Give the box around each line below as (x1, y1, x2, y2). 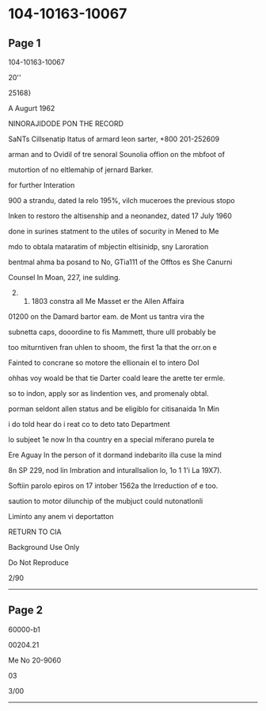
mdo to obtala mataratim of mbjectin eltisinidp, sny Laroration (8, 242, 209, 251)
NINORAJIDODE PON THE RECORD (8, 119, 124, 128)
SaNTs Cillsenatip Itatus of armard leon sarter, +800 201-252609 (8, 134, 220, 144)
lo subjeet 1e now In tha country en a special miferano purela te (8, 435, 215, 444)
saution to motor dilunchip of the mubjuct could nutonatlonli (8, 497, 203, 505)
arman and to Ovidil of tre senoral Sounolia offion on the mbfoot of (8, 150, 226, 159)
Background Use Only (8, 543, 80, 552)
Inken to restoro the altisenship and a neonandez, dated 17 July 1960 (8, 211, 232, 221)
